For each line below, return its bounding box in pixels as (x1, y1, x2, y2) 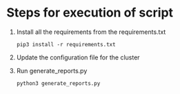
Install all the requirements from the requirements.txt (16, 28, 166, 36)
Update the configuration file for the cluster (16, 53, 140, 62)
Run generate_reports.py (16, 66, 88, 75)
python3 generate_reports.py (16, 79, 101, 87)
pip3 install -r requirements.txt (16, 41, 116, 48)
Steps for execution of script (6, 5, 174, 21)
